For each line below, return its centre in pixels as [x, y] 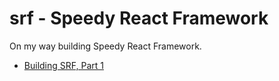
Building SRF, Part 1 [63, 65]
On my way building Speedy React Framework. [105, 46]
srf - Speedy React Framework [139, 18]
